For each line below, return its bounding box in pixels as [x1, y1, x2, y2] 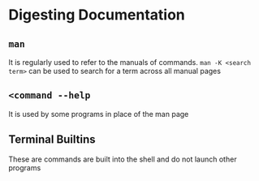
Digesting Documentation [8, 6, 185, 24]
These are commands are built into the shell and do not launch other [8, 154, 237, 164]
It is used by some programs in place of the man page [8, 109, 189, 119]
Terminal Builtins [8, 132, 96, 147]
